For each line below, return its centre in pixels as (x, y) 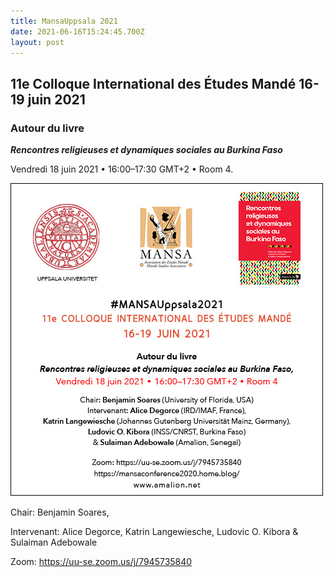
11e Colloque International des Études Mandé (153, 83)
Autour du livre (47, 128)
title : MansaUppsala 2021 (64, 21)
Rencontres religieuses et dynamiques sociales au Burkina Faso (146, 150)
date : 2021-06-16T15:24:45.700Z (77, 31)
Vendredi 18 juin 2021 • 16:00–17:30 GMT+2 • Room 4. (122, 169)
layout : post (37, 42)
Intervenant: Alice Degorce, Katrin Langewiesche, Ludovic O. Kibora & (154, 532)
